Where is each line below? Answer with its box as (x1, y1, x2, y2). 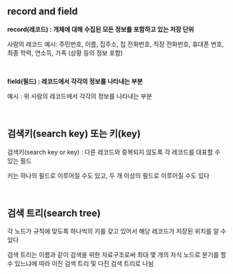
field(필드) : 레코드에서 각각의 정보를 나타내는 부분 (7, 77, 143, 85)
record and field (7, 6, 78, 17)
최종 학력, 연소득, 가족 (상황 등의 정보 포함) (7, 48, 123, 57)
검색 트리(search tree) (7, 208, 101, 219)
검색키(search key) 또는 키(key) (7, 128, 141, 140)
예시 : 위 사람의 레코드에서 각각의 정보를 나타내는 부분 (7, 92, 152, 100)
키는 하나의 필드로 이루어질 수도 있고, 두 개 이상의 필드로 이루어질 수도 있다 (7, 171, 210, 180)
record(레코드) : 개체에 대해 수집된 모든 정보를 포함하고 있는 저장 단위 (7, 24, 194, 34)
